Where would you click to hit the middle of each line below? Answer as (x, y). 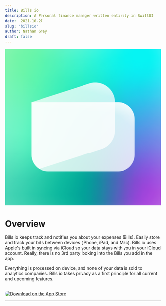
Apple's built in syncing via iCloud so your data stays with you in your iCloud (83, 248)
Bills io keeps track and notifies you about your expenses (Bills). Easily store (82, 237)
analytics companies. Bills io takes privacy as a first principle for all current (81, 273)
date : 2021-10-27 (24, 21)
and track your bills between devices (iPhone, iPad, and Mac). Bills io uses (81, 242)
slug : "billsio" (22, 26)
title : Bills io (22, 10)
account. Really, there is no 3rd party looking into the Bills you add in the (79, 253)
